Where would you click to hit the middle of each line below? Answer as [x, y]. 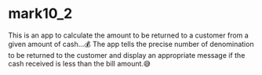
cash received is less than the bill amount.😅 [80, 63]
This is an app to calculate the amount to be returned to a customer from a [128, 35]
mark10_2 [40, 14]
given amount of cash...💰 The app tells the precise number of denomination [131, 44]
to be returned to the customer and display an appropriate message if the [127, 55]
